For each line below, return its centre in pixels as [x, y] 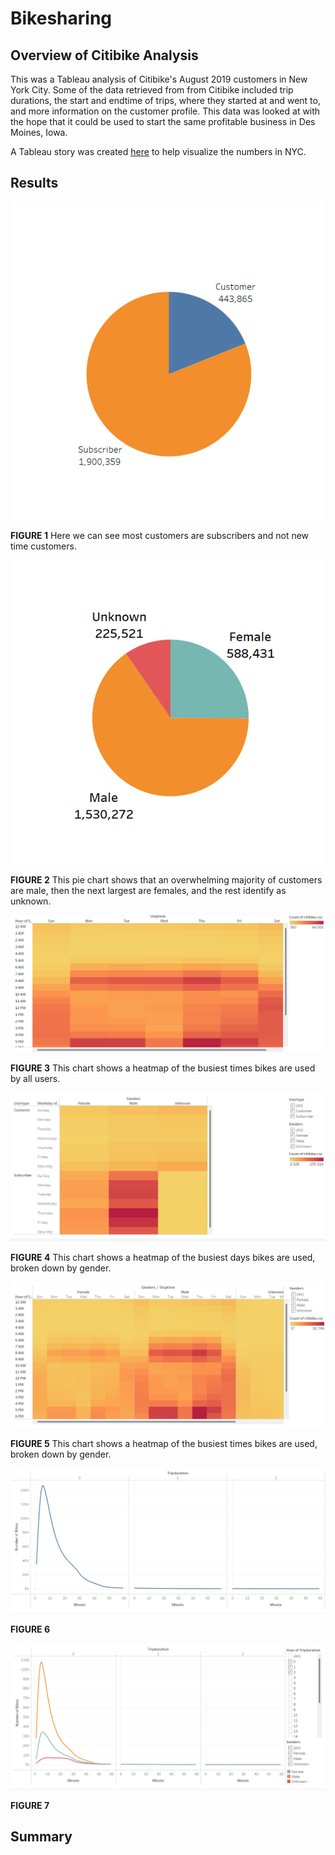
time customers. [43, 546]
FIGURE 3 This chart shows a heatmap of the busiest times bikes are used [163, 1068]
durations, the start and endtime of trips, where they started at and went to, [165, 100]
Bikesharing [61, 18]
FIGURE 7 [30, 1805]
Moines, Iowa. [39, 132]
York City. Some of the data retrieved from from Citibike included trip [152, 90]
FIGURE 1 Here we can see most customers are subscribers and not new [160, 536]
